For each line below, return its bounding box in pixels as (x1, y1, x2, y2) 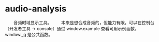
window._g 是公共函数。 (5, 31, 53, 37)
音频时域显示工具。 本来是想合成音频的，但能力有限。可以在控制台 (14, 20, 155, 25)
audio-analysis (5, 3, 67, 14)
